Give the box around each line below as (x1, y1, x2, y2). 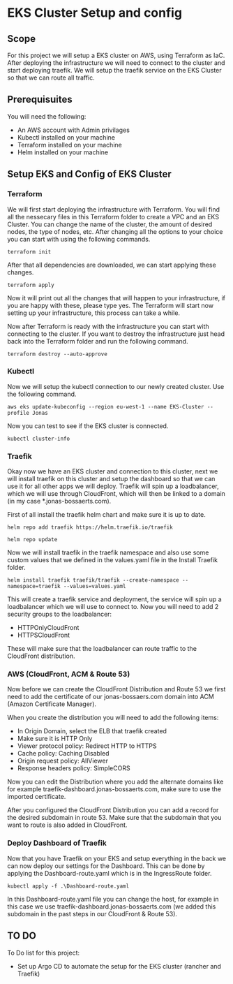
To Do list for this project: (7, 948, 80, 957)
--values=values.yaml (63, 583, 127, 590)
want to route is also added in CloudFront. (7, 821, 128, 829)
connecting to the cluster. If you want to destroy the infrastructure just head (7, 330, 225, 338)
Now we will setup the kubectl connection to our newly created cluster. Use (7, 382, 225, 390)
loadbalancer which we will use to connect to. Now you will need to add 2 (7, 603, 219, 611)
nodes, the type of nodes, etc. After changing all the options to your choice (7, 227, 223, 235)
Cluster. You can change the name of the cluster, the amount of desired (7, 220, 213, 228)
